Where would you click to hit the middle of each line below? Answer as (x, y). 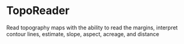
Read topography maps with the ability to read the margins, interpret (92, 28)
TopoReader (38, 11)
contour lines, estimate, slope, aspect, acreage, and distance (83, 34)
